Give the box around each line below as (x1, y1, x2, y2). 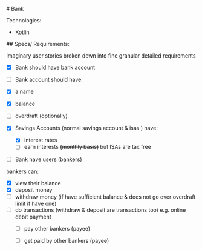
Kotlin (15, 28, 30, 36)
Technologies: (6, 17, 42, 24)
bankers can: (6, 168, 39, 175)
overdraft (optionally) (15, 112, 68, 120)
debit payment (15, 213, 51, 220)
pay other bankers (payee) (24, 225, 91, 232)
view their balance (15, 179, 62, 186)
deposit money (15, 186, 53, 193)
